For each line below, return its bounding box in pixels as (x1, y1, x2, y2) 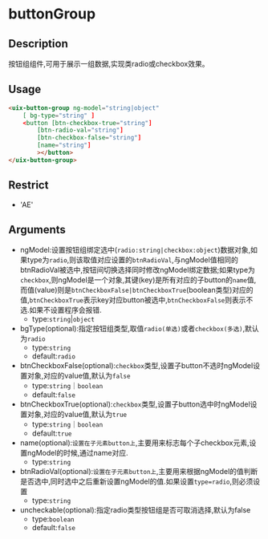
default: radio (31, 351, 76, 361)
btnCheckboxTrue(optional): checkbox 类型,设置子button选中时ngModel (19, 399, 250, 409)
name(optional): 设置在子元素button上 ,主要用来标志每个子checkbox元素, (19, 438, 250, 448)
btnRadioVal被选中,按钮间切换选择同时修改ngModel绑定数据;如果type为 (19, 265, 255, 275)
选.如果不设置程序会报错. (19, 306, 102, 315)
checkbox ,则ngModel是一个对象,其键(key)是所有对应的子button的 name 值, (19, 275, 257, 285)
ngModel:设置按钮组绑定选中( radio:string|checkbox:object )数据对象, (19, 245, 251, 255)
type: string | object (31, 314, 95, 324)
